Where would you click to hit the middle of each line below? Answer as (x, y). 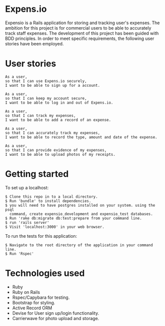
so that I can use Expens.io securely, (46, 81)
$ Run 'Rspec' (20, 254)
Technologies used (45, 273)
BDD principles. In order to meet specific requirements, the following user (80, 38)
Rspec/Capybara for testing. (41, 297)
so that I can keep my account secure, (46, 98)
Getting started (37, 174)
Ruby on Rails (26, 292)
